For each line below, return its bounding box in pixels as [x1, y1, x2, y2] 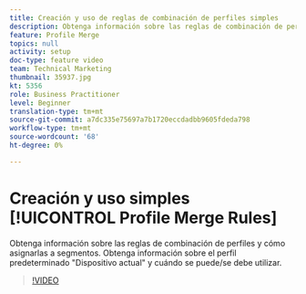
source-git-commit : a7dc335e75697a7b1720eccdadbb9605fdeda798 [9, 115, 250, 124]
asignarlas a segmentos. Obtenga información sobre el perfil [9, 247, 237, 258]
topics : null [9, 38, 59, 48]
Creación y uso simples [9, 188, 190, 208]
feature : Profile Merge [9, 30, 100, 39]
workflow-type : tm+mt [9, 124, 92, 133]
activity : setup [9, 47, 71, 57]
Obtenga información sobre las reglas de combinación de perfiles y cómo [9, 237, 286, 248]
